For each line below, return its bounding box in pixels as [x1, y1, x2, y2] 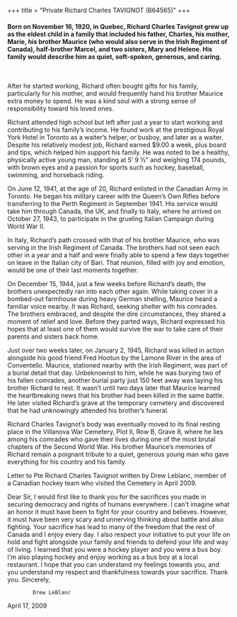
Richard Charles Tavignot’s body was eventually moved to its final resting [7, 420, 221, 429]
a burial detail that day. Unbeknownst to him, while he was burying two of [7, 368, 221, 378]
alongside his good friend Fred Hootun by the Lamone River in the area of [7, 353, 221, 362]
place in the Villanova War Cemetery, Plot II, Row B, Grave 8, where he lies [7, 428, 224, 436]
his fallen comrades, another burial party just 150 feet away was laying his [7, 376, 223, 385]
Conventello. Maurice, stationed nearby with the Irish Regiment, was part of [7, 361, 228, 370]
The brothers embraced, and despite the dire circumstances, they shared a [7, 310, 226, 318]
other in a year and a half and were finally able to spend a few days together [7, 251, 230, 259]
